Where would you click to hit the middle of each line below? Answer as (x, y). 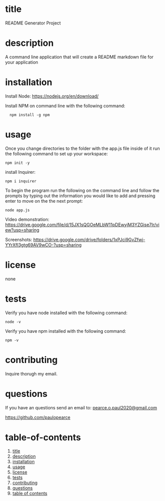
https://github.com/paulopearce (38, 417)
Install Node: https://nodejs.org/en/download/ (52, 96)
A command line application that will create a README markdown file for (80, 57)
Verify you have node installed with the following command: (66, 313)
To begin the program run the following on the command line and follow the (82, 190)
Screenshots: (19, 240)
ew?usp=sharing (22, 230)
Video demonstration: (27, 219)
